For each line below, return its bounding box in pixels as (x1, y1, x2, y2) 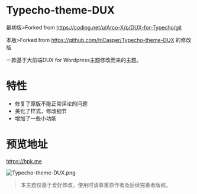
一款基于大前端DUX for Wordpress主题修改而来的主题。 (6, 56, 142, 63)
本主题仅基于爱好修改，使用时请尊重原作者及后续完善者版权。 (20, 181, 172, 188)
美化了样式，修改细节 (14, 107, 67, 114)
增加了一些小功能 (14, 115, 57, 122)
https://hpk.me (6, 157, 43, 164)
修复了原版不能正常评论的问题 (14, 100, 88, 107)
